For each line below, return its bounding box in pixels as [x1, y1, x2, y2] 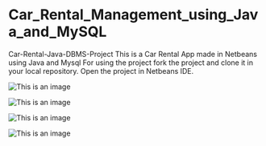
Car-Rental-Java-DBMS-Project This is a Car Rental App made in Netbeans [8, 49, 258, 59]
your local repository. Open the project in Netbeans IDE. [8, 66, 194, 75]
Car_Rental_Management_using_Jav [8, 6, 259, 24]
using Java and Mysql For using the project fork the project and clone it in [8, 58, 254, 67]
